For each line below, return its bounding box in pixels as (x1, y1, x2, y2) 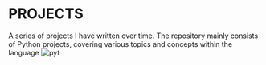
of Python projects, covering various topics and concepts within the (8, 39, 233, 48)
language (8, 48, 39, 57)
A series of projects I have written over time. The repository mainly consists (8, 31, 259, 40)
